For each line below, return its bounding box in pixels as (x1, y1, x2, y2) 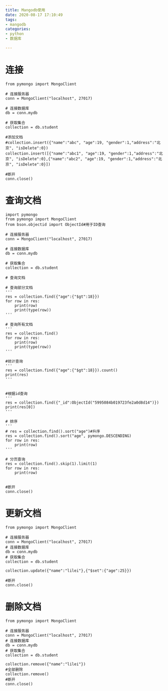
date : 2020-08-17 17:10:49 (5, 12, 63, 17)
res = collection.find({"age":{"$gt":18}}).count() (5, 367, 118, 373)
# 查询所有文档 (5, 322, 33, 327)
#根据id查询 (5, 391, 28, 396)
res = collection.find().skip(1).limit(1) (5, 461, 97, 466)
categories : (5, 27, 31, 32)
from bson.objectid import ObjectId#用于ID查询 (5, 222, 106, 227)
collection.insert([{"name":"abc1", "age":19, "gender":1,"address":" (5, 151, 159, 156)
